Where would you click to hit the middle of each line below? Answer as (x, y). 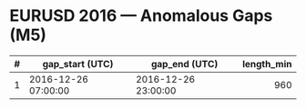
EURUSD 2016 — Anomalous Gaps (141, 16)
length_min (267, 64)
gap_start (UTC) (78, 64)
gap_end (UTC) (184, 64)
